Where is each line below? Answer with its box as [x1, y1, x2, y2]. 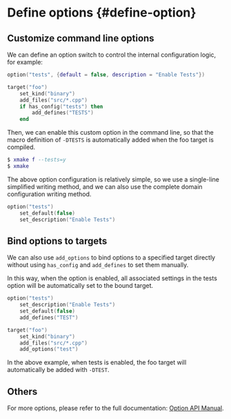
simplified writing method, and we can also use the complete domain [7, 182, 203, 191]
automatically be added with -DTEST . [7, 366, 110, 374]
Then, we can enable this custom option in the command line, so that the [7, 128, 214, 137]
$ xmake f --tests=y [7, 157, 67, 164]
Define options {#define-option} [7, 5, 197, 21]
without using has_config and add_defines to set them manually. [7, 261, 189, 269]
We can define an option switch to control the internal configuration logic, [7, 50, 217, 59]
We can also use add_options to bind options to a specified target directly [7, 253, 216, 262]
